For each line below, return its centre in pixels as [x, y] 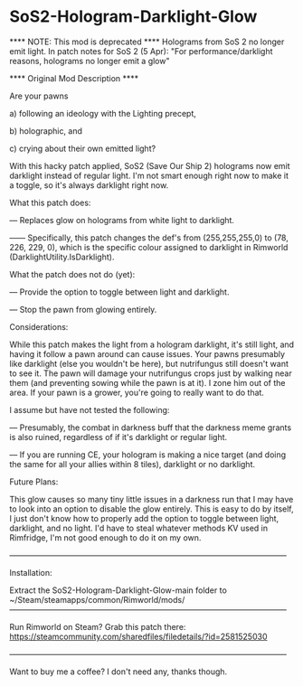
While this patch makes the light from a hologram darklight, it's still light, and [152, 344]
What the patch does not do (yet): [72, 274]
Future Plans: [34, 482]
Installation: [31, 572]
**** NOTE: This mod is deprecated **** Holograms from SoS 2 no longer [147, 42]
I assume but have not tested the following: [90, 409]
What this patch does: [50, 202]
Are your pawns [39, 96]
